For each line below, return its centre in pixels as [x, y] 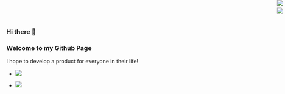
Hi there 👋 [21, 32]
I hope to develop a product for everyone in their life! [72, 62]
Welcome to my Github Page [49, 48]
